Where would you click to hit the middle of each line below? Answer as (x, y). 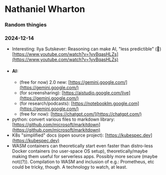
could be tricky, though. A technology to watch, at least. (69, 167)
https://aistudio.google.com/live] (97, 93)
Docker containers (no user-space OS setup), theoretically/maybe (80, 151)
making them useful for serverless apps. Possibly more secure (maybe (85, 156)
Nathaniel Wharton (45, 9)
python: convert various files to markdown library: (63, 119)
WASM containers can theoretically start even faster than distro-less (82, 146)
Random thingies (26, 25)
